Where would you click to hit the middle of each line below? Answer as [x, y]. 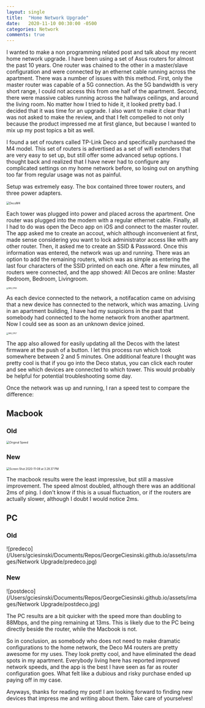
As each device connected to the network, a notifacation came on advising [101, 298]
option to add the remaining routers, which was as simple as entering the [98, 259]
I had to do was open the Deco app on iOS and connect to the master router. [102, 227]
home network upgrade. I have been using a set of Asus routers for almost [100, 59]
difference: [20, 394]
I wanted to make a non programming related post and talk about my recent [102, 52]
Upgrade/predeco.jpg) [69, 562]
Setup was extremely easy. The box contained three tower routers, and [96, 187]
